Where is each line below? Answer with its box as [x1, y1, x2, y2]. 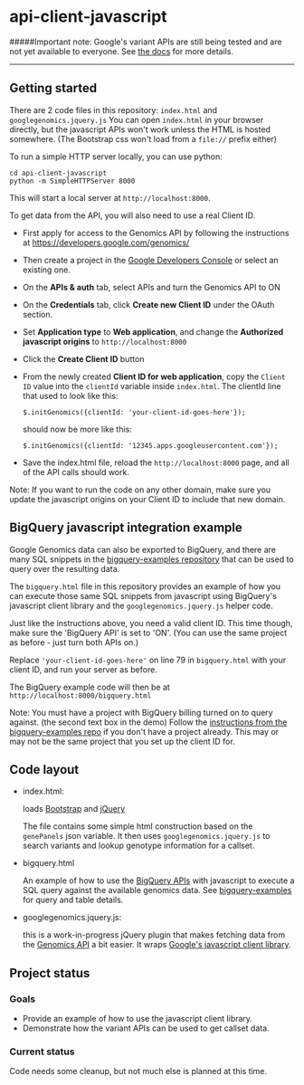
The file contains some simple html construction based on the [22, 821, 253, 832]
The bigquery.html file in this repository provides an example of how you [9, 581, 281, 592]
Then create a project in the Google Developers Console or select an [22, 254, 279, 265]
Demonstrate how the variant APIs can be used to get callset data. [22, 1023, 270, 1033]
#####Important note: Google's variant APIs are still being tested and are [9, 36, 282, 47]
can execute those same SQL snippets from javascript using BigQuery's [9, 590, 278, 601]
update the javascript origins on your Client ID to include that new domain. [9, 493, 286, 504]
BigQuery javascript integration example [9, 520, 242, 536]
